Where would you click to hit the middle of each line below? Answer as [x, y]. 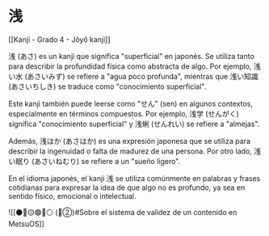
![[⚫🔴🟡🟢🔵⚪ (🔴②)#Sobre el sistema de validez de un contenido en [123, 212]
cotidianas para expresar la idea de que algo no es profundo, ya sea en [127, 188]
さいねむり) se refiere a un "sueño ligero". [111, 161]
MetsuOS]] [26, 224]
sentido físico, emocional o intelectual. [72, 196]
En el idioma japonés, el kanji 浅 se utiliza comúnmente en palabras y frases [134, 178]
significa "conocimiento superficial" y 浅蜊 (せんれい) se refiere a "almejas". [134, 124]
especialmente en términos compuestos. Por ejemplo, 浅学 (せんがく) [124, 113]
